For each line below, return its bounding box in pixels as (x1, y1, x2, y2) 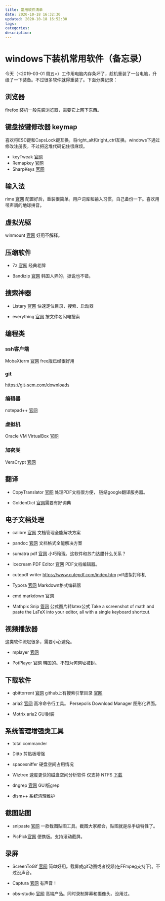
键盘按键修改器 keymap (5, 123, 78, 132)
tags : (5, 21, 16, 26)
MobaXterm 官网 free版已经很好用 (5, 358, 75, 364)
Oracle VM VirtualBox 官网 (5, 433, 59, 439)
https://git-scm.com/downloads (5, 382, 70, 388)
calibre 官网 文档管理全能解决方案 (12, 530, 81, 536)
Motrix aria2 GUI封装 (12, 711, 55, 717)
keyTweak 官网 (12, 153, 43, 159)
